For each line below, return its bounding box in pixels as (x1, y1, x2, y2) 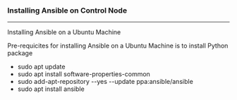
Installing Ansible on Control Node (7, 6, 128, 15)
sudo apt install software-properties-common (17, 70, 150, 78)
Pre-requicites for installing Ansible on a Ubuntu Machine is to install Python (7, 41, 229, 50)
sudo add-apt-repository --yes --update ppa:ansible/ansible (17, 78, 194, 86)
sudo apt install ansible (17, 85, 85, 93)
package (7, 49, 33, 57)
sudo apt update (17, 62, 66, 71)
